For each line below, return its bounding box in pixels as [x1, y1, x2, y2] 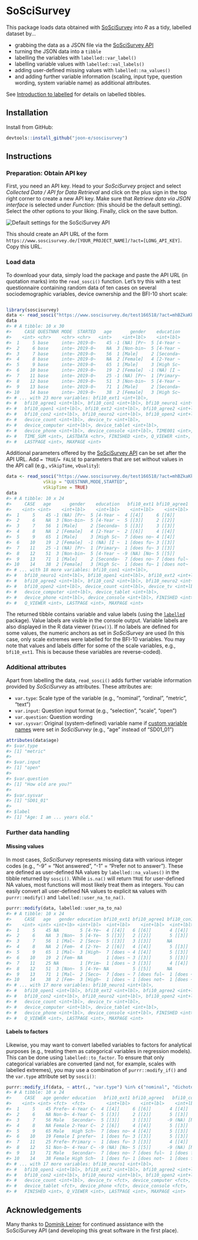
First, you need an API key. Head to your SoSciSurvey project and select [6, 182, 181, 190]
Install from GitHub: [6, 123, 54, 131]
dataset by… [6, 30, 37, 37]
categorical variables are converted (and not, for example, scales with [6, 1060, 176, 1067]
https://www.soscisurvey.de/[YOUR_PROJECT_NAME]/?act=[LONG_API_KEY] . [6, 237, 182, 244]
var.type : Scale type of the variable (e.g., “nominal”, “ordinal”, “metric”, [14, 694, 187, 702]
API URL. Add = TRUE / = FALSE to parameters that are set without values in [6, 456, 184, 463]
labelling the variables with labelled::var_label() [14, 54, 137, 61]
